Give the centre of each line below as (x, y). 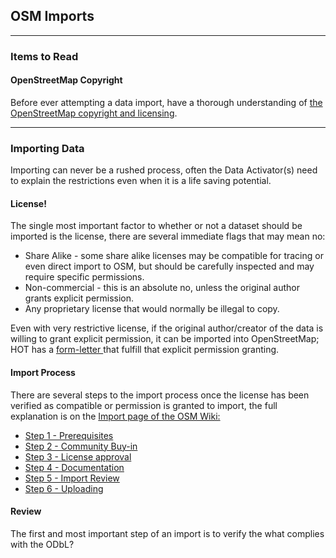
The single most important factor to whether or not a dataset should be (156, 226)
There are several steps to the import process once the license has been (160, 395)
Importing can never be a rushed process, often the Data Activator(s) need (164, 170)
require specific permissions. (84, 277)
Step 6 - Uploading (64, 488)
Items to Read (44, 56)
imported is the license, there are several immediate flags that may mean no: (168, 236)
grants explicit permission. (79, 298)
